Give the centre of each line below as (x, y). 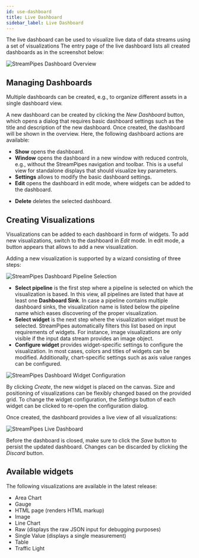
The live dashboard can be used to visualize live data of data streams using (99, 40)
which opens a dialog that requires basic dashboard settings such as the (95, 121)
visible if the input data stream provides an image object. (84, 338)
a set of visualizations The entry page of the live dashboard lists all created (98, 46)
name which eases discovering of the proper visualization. (86, 313)
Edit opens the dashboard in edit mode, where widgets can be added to (103, 183)
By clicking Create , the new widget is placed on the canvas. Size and (91, 387)
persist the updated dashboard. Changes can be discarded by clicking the (97, 447)
